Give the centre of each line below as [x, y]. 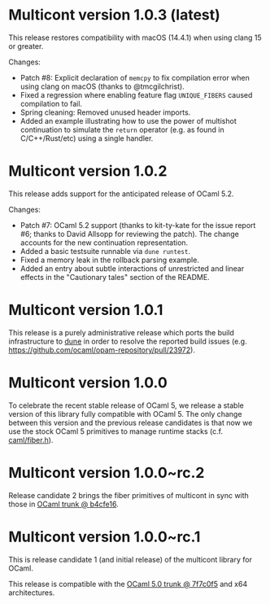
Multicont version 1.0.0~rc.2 [107, 473]
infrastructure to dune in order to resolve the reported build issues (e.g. [128, 341]
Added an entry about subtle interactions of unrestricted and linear [132, 268]
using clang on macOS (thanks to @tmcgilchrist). [102, 86]
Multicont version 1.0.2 [88, 171]
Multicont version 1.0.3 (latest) [115, 15]
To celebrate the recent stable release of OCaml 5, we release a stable [126, 405]
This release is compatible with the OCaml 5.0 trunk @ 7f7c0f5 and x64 [128, 584]
